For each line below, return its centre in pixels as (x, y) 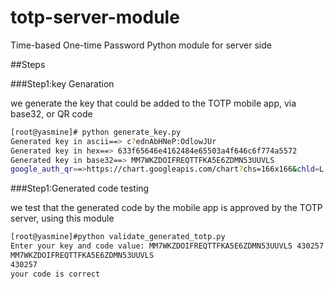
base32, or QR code (51, 113)
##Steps (28, 64)
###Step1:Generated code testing (80, 188)
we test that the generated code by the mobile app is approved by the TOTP (166, 208)
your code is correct (55, 274)
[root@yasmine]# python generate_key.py (96, 132)
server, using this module (62, 218)
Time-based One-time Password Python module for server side (141, 45)
